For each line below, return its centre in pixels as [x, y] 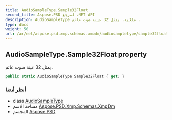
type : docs [17, 24]
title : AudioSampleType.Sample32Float [47, 10]
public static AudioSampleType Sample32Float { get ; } [65, 76]
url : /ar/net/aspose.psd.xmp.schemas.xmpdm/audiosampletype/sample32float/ [88, 34]
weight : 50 [17, 29]
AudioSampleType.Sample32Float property [76, 55]
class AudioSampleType [38, 101]
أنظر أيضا [16, 89]
